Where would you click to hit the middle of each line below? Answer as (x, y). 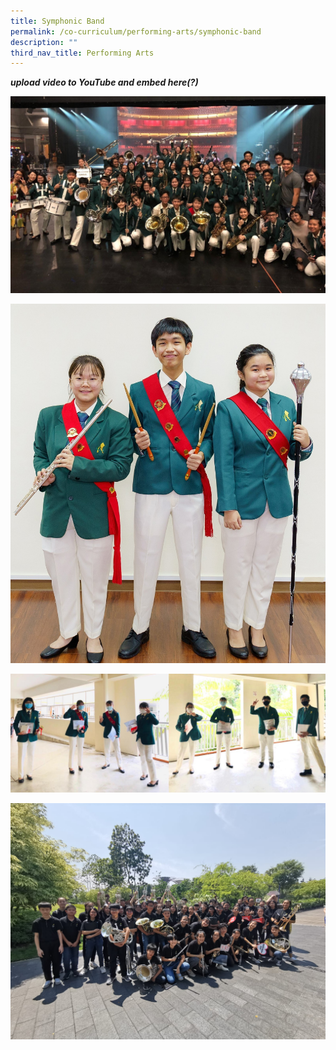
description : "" (44, 42)
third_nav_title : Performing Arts (82, 53)
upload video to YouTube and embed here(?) (104, 82)
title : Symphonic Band (57, 21)
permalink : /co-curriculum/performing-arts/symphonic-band (136, 31)
